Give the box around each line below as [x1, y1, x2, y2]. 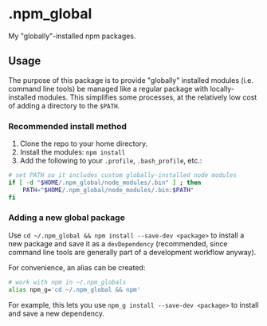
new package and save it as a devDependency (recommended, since [8, 238, 228, 248]
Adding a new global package [8, 212, 125, 223]
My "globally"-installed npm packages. [8, 31, 136, 41]
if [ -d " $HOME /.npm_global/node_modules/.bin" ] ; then [8, 179, 202, 187]
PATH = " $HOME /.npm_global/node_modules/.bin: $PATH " [22, 186, 194, 194]
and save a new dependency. [8, 308, 105, 318]
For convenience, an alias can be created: [8, 262, 146, 272]
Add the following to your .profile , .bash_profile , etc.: [19, 156, 202, 166]
